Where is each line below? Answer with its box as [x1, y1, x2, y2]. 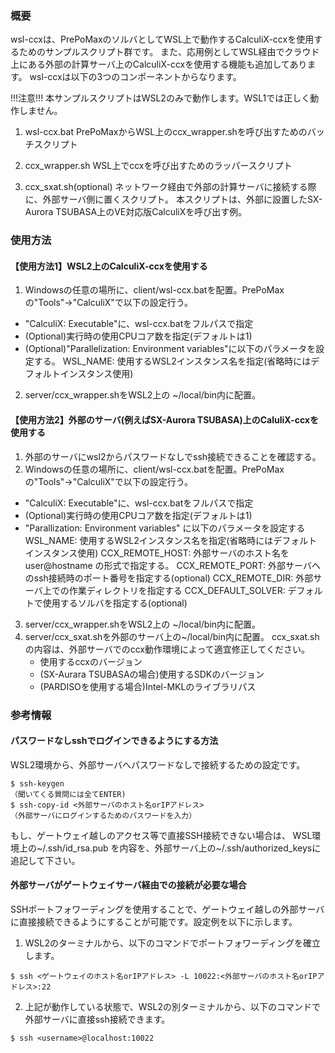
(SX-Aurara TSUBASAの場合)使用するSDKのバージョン [39, 668, 265, 680]
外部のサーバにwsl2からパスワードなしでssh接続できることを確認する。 [24, 450, 322, 462]
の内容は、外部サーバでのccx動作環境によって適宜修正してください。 [24, 643, 311, 655]
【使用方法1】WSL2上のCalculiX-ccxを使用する [10, 260, 208, 272]
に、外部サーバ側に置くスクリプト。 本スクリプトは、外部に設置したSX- [24, 193, 323, 206]
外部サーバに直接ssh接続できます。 [24, 1013, 171, 1025]
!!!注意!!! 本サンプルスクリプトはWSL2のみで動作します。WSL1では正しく [10, 92, 311, 104]
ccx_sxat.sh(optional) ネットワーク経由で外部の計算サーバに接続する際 [24, 181, 317, 193]
